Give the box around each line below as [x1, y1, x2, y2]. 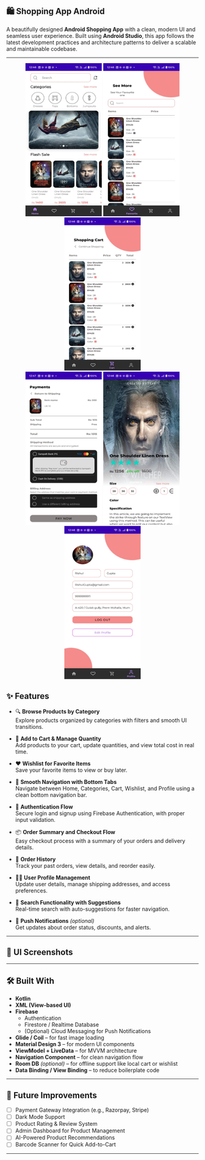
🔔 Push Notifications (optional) [15, 917, 95, 924]
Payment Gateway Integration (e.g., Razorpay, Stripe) [15, 1106, 149, 1114]
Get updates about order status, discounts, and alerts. [15, 924, 151, 931]
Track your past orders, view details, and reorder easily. [15, 862, 156, 869]
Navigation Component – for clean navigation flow [15, 1053, 143, 1061]
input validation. [15, 816, 56, 823]
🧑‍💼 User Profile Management [15, 873, 90, 881]
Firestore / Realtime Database [24, 1021, 99, 1028]
